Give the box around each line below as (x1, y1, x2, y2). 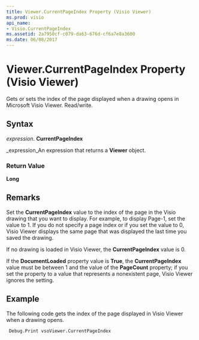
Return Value (6, 162, 45, 170)
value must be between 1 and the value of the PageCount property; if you (6, 264, 188, 271)
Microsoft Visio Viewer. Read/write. (6, 102, 93, 109)
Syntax (6, 119, 34, 129)
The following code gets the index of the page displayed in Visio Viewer (6, 310, 183, 317)
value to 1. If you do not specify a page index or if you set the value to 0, (6, 221, 185, 228)
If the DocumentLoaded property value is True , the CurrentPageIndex (6, 257, 182, 264)
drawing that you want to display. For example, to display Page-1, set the (6, 214, 186, 222)
